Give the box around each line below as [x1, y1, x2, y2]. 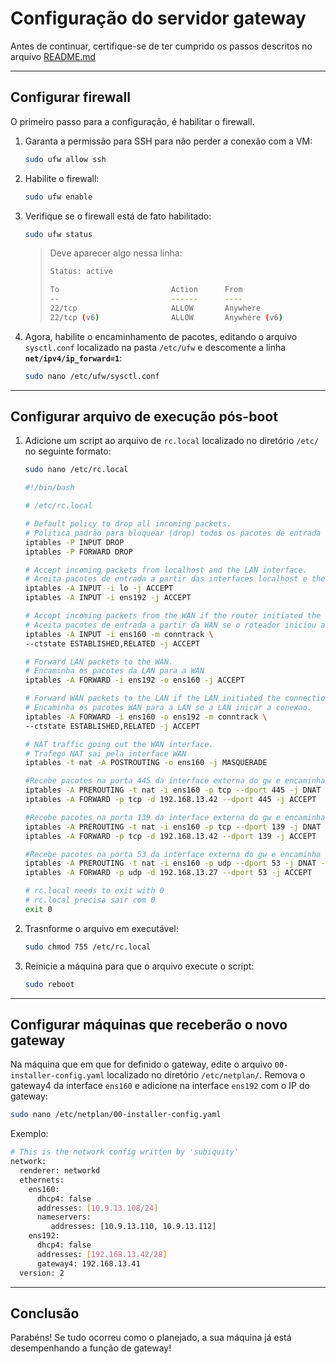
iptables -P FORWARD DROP [24, 547, 133, 557]
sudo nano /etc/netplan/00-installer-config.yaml [10, 1110, 222, 1120]
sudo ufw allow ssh [24, 154, 107, 164]
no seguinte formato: [24, 445, 112, 457]
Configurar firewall [10, 89, 131, 106]
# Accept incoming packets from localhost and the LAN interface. [24, 565, 308, 575]
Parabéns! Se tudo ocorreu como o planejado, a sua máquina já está [10, 1332, 292, 1344]
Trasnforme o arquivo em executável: [24, 922, 179, 934]
